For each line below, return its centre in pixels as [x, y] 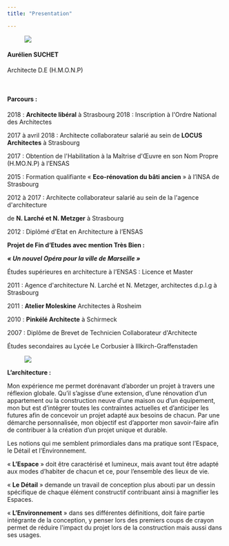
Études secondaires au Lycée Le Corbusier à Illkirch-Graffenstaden [102, 346]
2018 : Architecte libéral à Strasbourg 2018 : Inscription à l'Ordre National [112, 115]
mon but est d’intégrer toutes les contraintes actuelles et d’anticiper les [108, 408]
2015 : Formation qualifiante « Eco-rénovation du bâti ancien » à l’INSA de [113, 177]
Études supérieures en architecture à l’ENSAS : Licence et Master [100, 272]
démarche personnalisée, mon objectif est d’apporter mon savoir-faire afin [113, 423]
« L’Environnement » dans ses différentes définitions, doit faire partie [106, 513]
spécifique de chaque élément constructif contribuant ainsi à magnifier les [113, 492]
